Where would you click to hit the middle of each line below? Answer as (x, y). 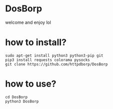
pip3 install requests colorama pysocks (48, 60)
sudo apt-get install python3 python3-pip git (54, 55)
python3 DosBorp (22, 101)
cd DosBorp (16, 97)
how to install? (36, 42)
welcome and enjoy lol (28, 22)
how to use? (31, 84)
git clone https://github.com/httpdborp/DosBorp (56, 64)
